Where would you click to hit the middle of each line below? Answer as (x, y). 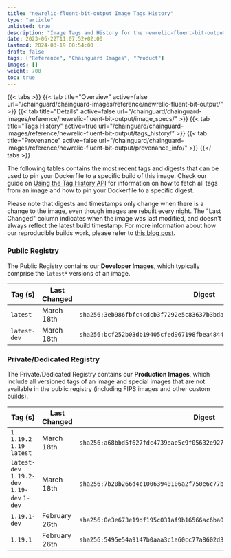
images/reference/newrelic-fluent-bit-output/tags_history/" (91, 133)
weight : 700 (24, 71)
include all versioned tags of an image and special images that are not (106, 381)
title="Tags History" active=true (52, 126)
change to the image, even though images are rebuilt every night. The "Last (114, 211)
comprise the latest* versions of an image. (69, 273)
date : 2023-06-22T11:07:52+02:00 (55, 39)
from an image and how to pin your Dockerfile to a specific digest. (101, 190)
